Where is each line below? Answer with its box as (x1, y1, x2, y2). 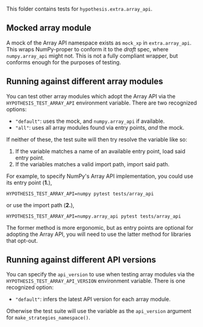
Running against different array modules (6, 76, 163, 87)
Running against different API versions (6, 255, 157, 265)
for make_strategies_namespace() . (6, 314, 90, 321)
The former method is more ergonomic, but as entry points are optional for (6, 224, 194, 231)
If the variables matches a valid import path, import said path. (15, 160, 169, 167)
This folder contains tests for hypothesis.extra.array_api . (6, 6, 153, 12)
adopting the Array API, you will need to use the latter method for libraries (6, 230, 191, 238)
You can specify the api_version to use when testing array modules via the (6, 271, 195, 278)
